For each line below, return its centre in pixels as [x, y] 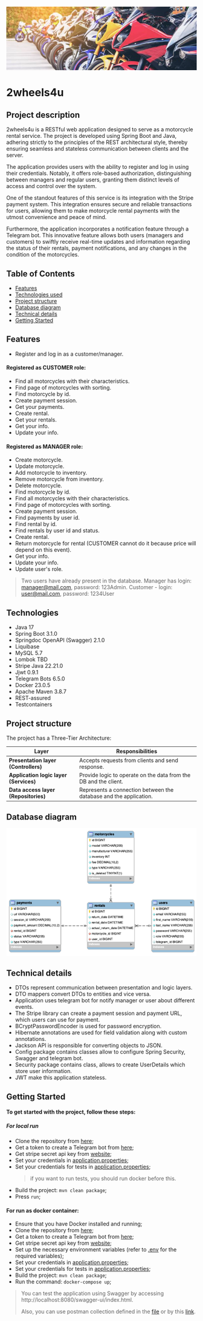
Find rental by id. [36, 524]
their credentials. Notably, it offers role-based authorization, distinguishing [99, 174]
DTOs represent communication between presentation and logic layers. [104, 988]
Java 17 [24, 627]
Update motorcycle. [40, 466]
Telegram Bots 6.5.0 [40, 679]
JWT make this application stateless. [61, 1078]
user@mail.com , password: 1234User [68, 594]
